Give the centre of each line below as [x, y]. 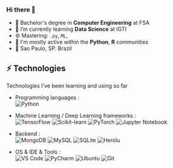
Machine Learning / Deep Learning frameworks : [75, 116]
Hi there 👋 [21, 10]
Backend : [28, 134]
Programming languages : [47, 98]
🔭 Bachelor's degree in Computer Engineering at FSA [82, 23]
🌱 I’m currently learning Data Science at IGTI [71, 29]
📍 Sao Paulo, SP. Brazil [44, 48]
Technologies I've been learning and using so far [67, 86]
